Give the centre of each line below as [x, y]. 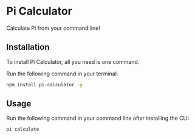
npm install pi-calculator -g [45, 85]
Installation [28, 47]
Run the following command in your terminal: [62, 74]
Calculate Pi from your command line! [53, 28]
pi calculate [23, 129]
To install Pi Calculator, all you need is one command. [73, 61]
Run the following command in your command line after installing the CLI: [98, 118]
